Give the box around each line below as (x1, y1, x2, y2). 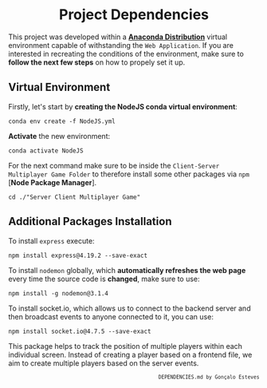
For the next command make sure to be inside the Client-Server (8, 160, 220, 170)
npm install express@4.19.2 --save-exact (8, 251, 148, 259)
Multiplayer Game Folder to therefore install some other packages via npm (8, 169, 249, 179)
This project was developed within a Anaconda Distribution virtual (8, 32, 228, 42)
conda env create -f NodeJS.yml (8, 117, 116, 125)
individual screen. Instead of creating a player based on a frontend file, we (8, 350, 253, 359)
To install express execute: (8, 236, 95, 245)
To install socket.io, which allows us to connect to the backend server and (8, 303, 251, 313)
